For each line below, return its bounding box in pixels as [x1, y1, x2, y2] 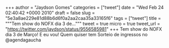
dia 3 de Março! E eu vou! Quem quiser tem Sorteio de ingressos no [5, 32, 148, 37]
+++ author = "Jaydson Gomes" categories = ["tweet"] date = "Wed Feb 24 [5, 5, 164, 10]
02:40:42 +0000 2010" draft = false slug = [5, 10, 95, 16]
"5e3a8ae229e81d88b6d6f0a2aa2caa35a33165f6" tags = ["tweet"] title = [5, 15, 161, 21]
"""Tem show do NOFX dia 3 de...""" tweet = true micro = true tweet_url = [5, 20, 160, 27]
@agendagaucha [5, 37, 41, 43]
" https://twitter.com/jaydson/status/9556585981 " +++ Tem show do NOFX [5, 26, 162, 32]
